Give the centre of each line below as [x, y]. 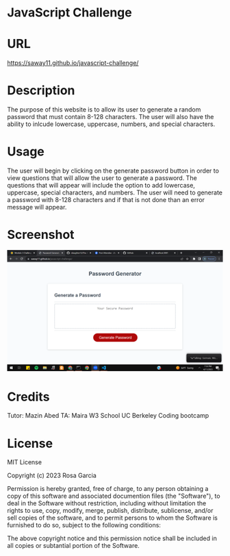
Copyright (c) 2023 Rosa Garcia [52, 476]
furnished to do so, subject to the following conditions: [84, 525]
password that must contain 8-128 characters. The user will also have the [111, 117]
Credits [28, 397]
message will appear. [37, 207]
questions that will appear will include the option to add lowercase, [101, 185]
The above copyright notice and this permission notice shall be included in [112, 538]
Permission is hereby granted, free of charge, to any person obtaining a [108, 489]
